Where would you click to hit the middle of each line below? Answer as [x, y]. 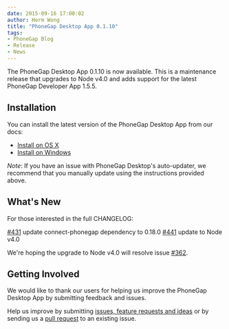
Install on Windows [44, 152]
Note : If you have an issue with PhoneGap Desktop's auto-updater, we [107, 165]
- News [17, 52]
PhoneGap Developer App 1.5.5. [52, 86]
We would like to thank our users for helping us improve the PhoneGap [107, 290]
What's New [34, 202]
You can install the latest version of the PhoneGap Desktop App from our [110, 124]
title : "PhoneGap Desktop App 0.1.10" [63, 26]
